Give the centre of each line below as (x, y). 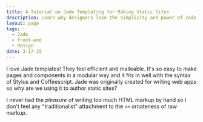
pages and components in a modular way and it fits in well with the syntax (98, 75)
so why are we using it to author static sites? (62, 88)
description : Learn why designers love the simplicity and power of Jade (101, 18)
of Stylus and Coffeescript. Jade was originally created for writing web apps (101, 81)
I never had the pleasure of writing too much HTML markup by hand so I (96, 100)
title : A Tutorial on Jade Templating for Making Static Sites (88, 12)
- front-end (27, 40)
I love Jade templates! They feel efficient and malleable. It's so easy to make (101, 69)
